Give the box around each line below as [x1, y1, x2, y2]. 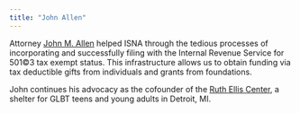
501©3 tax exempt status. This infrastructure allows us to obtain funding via [9, 56, 291, 67]
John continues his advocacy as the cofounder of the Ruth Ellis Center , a [9, 83, 279, 94]
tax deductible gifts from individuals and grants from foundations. [9, 66, 252, 77]
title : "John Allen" [9, 13, 87, 22]
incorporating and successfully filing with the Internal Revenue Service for [9, 47, 285, 58]
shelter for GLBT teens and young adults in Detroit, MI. [9, 93, 212, 104]
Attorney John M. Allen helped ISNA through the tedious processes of [9, 38, 268, 48]
